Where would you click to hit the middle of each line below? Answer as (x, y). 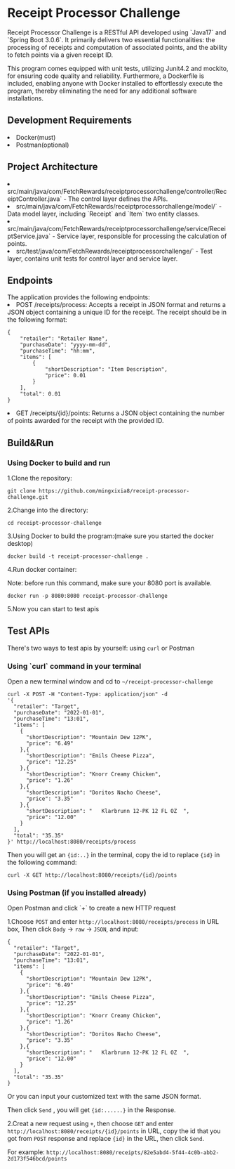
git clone (22, 491)
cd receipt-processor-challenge (54, 523)
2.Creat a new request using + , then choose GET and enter (90, 1124)
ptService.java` (29, 236)
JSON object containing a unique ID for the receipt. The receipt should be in (117, 312)
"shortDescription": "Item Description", (106, 370)
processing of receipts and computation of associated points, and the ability (117, 47)
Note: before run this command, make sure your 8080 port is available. (110, 583)
